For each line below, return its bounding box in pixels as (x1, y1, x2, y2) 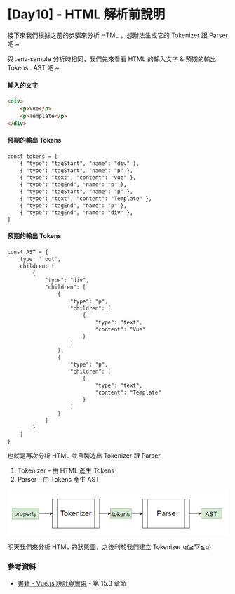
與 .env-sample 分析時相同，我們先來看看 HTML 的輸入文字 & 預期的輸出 (7, 54, 217, 63)
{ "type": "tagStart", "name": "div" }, (20, 159, 140, 167)
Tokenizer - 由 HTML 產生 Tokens (17, 466, 114, 475)
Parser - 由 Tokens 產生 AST (17, 475, 100, 484)
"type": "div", (44, 277, 90, 284)
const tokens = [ (7, 152, 58, 160)
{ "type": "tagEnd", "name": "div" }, (20, 209, 133, 216)
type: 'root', (20, 256, 61, 263)
